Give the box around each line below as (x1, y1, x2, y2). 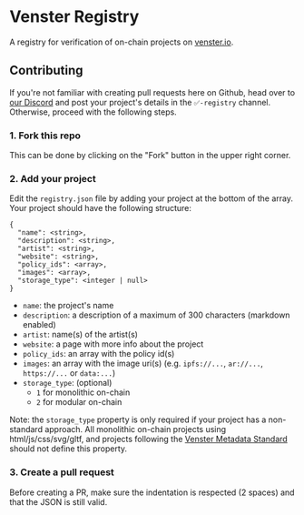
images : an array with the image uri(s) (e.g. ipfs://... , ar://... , (22, 358, 263, 369)
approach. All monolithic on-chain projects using (44, 424, 227, 435)
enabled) (22, 319, 56, 330)
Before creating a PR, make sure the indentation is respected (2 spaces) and (9, 487, 295, 498)
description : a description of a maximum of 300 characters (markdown (22, 309, 290, 320)
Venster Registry (9, 6, 140, 27)
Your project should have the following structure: (9, 203, 192, 214)
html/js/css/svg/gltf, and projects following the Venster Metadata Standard (9, 434, 288, 445)
